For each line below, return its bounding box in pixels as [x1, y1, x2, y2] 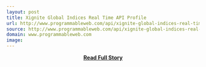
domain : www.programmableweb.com [6, 32, 92, 38]
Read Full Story [83, 54, 123, 61]
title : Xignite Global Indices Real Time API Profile [6, 15, 147, 21]
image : [6, 37, 23, 43]
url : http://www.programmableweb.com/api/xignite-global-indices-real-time [6, 20, 204, 26]
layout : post [6, 9, 40, 15]
